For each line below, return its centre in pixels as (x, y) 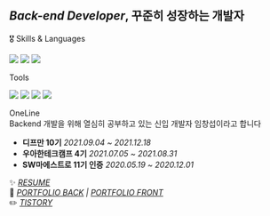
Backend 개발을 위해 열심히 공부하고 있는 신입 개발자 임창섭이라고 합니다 (135, 124)
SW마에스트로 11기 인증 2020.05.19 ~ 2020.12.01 (107, 164)
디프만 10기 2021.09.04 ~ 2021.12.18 (86, 142)
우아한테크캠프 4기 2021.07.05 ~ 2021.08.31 (99, 153)
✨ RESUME (30, 182)
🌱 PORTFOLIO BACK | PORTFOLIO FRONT (87, 192)
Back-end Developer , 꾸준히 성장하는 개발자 (127, 16)
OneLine (24, 113)
